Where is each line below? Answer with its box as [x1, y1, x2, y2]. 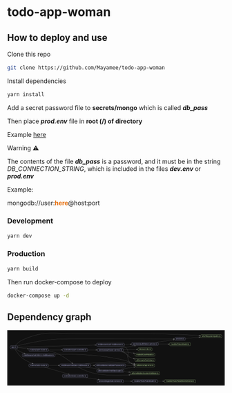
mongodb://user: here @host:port [7, 199, 100, 207]
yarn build [7, 266, 39, 273]
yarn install [7, 91, 45, 98]
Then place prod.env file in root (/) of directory [7, 117, 143, 125]
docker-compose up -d [7, 292, 70, 300]
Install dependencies [7, 77, 67, 85]
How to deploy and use [7, 32, 108, 44]
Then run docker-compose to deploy [7, 278, 112, 286]
